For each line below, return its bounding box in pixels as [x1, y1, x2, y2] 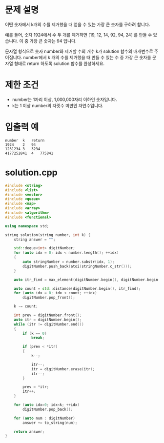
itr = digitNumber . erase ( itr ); [31, 366, 95, 371]
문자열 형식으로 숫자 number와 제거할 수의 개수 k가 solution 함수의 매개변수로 [5, 48, 153, 54]
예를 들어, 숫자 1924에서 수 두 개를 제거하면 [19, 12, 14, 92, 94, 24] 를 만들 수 [5, 32, 152, 38]
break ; [31, 335, 45, 341]
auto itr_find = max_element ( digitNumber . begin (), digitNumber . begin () [14, 277, 163, 282]
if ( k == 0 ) [22, 331, 47, 336]
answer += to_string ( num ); [22, 420, 78, 425]
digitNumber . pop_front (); [22, 295, 76, 300]
